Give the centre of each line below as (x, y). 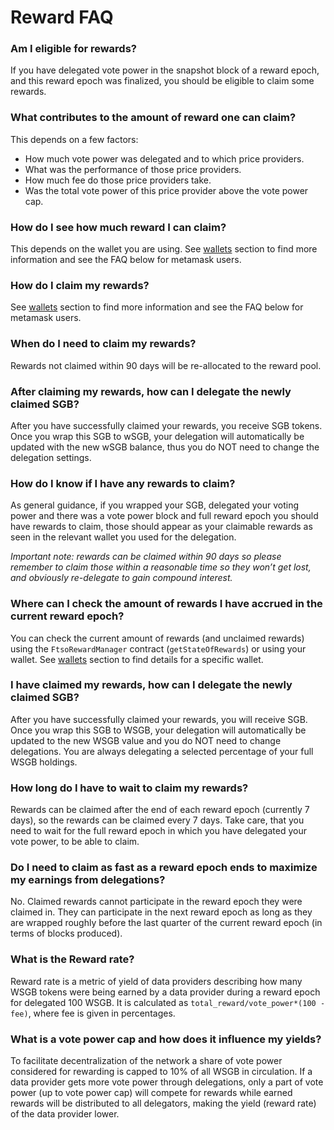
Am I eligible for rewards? (73, 49)
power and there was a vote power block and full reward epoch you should (164, 516)
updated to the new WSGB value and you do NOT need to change (146, 740)
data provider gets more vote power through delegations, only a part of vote (167, 1082)
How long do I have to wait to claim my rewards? (129, 788)
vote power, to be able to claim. (75, 842)
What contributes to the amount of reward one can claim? (153, 118)
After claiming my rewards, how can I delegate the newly (151, 391)
